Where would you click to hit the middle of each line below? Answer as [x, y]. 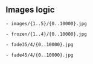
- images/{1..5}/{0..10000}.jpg [46, 23]
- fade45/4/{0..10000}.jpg [40, 55]
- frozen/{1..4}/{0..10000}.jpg [46, 34]
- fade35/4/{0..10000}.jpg [40, 44]
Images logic [30, 10]
